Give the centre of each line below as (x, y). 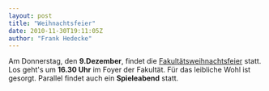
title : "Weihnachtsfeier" (52, 23)
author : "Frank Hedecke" (50, 38)
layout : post (30, 16)
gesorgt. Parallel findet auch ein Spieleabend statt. (94, 78)
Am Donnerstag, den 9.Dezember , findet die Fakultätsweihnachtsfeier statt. (135, 61)
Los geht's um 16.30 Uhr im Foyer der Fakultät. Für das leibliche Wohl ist (130, 70)
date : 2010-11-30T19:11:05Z (56, 31)
